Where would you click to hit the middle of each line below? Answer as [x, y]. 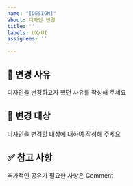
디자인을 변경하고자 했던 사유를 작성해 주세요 [67, 92]
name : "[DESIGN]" [32, 13]
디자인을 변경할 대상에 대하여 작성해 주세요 [64, 134]
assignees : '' [27, 39]
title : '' [21, 26]
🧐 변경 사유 [29, 74]
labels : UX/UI [27, 33]
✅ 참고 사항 [30, 158]
